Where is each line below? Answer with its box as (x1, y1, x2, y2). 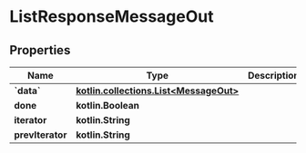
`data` (14, 84, 41, 97)
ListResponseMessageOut (9, 6, 214, 27)
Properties (9, 43, 71, 58)
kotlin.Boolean (76, 100, 139, 111)
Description (247, 70, 301, 81)
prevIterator (14, 129, 67, 141)
